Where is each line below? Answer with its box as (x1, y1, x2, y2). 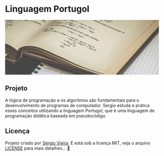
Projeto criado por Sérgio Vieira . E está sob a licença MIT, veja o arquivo (5, 140, 150, 146)
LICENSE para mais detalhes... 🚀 (5, 145, 70, 151)
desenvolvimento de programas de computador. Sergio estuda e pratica (5, 102, 150, 108)
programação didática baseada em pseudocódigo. (5, 112, 107, 118)
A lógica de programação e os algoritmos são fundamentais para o (5, 97, 140, 103)
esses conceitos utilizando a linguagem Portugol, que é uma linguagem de (5, 108, 155, 113)
